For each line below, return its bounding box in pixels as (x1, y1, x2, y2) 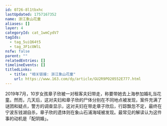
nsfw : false (5, 49, 30, 54)
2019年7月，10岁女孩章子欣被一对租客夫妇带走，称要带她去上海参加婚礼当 (5, 90, 158, 97)
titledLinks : (5, 67, 32, 72)
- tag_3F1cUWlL (9, 44, 41, 49)
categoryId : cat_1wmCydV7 (5, 30, 59, 35)
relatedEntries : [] (5, 58, 46, 63)
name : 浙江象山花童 (5, 16, 41, 21)
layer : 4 (5, 26, 23, 31)
